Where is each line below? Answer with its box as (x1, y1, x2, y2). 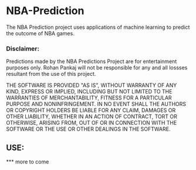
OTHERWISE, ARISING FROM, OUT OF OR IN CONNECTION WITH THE (6, 119, 177, 126)
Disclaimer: (6, 44, 40, 52)
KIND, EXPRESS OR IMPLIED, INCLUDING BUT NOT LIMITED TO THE (6, 88, 173, 95)
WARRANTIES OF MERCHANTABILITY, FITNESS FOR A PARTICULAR (6, 94, 172, 101)
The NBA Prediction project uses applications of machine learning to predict (6, 24, 190, 31)
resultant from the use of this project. (6, 71, 96, 78)
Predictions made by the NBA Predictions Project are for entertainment (6, 58, 177, 65)
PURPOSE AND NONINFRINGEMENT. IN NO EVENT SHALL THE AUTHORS (6, 101, 187, 108)
